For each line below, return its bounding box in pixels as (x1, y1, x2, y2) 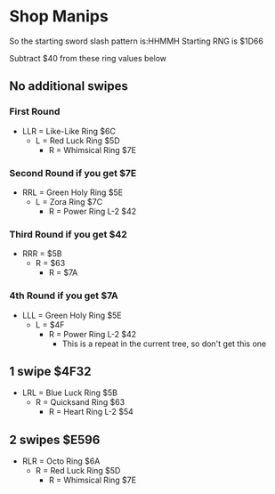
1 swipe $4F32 (9, 363, 92, 379)
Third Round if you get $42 (9, 228, 127, 240)
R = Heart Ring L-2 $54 (48, 407, 133, 417)
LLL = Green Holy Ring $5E (21, 310, 122, 320)
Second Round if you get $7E (9, 166, 137, 179)
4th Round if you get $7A (9, 289, 118, 302)
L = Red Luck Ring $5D (35, 135, 120, 146)
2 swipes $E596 (9, 432, 101, 447)
